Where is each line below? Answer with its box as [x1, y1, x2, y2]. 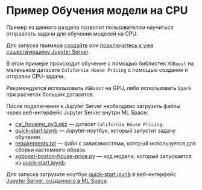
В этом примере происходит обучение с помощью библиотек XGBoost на [6, 60, 194, 67]
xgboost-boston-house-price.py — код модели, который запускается [14, 152, 192, 160]
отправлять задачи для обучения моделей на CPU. [6, 30, 138, 37]
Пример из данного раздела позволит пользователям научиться [6, 24, 174, 31]
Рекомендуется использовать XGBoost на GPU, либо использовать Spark [6, 84, 192, 91]
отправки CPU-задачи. [6, 72, 65, 80]
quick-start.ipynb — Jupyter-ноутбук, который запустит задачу [14, 127, 176, 134]
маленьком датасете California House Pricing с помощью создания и [6, 66, 188, 73]
